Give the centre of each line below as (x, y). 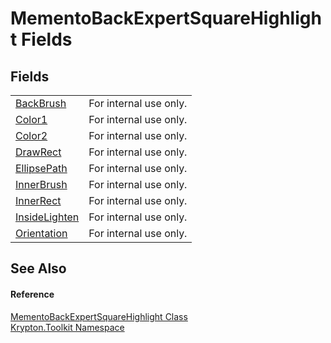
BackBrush (41, 103)
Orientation (41, 233)
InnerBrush (41, 184)
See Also (38, 268)
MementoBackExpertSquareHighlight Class (99, 316)
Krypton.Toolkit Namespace (67, 327)
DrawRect (38, 152)
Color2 (31, 135)
